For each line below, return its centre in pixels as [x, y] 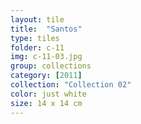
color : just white [48, 94]
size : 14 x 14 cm [46, 103]
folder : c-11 [37, 47]
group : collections [51, 66]
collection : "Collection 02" [71, 85]
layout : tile [37, 19]
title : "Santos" [46, 29]
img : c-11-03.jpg [46, 57]
